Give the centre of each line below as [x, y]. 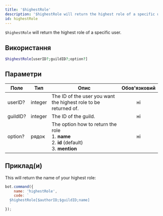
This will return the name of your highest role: [50, 177]
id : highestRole [21, 19]
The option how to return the [84, 124]
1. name [61, 136]
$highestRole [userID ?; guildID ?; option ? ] [47, 59]
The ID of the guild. [73, 116]
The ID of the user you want [83, 96]
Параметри [24, 74]
